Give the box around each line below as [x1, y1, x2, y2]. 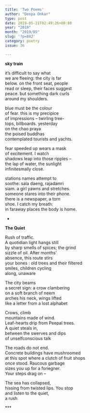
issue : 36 [5, 43, 25, 48]
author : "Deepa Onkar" [5, 12, 51, 16]
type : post [5, 16, 27, 21]
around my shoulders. [5, 95, 49, 102]
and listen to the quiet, [5, 390, 50, 396]
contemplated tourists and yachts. [5, 136, 73, 142]
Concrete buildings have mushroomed [5, 350, 81, 356]
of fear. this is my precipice [5, 110, 59, 116]
